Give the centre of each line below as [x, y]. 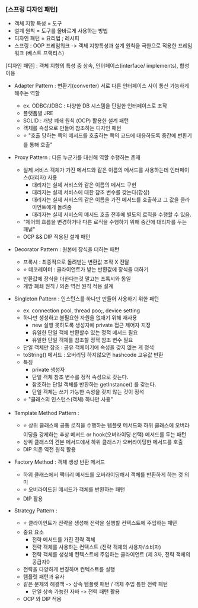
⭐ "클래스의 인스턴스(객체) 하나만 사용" [68, 400]
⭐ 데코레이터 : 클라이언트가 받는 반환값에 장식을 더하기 [86, 270]
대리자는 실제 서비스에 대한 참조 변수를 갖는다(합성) [91, 192]
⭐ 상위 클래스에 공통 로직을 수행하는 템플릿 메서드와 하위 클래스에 [98, 425]
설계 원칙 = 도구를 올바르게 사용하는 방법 [61, 31]
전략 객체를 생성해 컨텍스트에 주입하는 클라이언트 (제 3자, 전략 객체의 [111, 555]
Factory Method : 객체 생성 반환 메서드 [59, 462]
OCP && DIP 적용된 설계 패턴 [57, 237]
